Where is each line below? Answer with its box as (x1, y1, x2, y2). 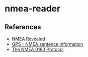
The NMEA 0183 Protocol (11, 47, 64, 52)
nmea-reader (4, 3, 61, 14)
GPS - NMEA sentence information (11, 41, 83, 47)
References (4, 23, 41, 31)
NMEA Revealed (11, 36, 45, 42)
